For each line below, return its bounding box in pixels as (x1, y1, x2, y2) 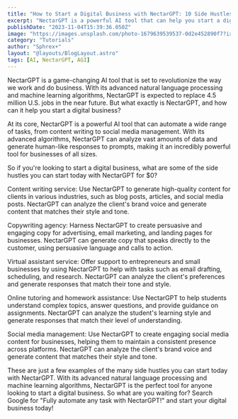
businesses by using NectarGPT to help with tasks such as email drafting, (7, 265, 222, 273)
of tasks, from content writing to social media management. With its (7, 127, 205, 135)
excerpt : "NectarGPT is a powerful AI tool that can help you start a (7, 17, 220, 24)
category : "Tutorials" (7, 37, 74, 44)
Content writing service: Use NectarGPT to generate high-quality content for (7, 185, 231, 193)
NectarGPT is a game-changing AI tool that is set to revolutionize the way (7, 76, 222, 84)
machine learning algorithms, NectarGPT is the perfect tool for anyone (7, 381, 212, 389)
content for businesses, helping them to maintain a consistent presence (7, 337, 217, 345)
